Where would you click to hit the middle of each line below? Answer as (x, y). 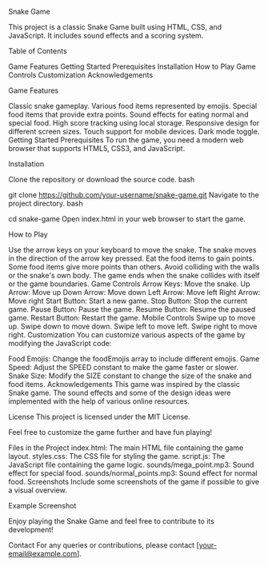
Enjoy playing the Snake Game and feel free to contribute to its (111, 521)
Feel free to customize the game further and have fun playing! (110, 432)
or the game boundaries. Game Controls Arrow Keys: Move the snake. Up (129, 284)
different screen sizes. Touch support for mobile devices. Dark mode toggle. (134, 132)
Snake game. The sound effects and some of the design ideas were (120, 393)
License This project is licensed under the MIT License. (99, 417)
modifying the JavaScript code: (60, 343)
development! (31, 530)
